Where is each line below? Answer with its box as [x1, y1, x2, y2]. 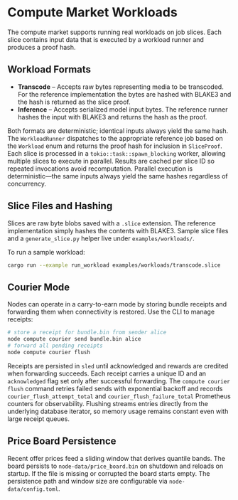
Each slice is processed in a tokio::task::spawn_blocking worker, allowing [7, 149, 226, 157]
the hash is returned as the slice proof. [17, 97, 131, 106]
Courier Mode [7, 281, 70, 293]
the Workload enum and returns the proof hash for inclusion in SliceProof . [7, 142, 222, 150]
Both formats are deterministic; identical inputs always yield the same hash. [7, 126, 229, 135]
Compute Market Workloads [7, 4, 178, 21]
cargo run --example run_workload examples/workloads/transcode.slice [7, 261, 221, 269]
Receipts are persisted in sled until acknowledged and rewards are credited [7, 361, 229, 370]
